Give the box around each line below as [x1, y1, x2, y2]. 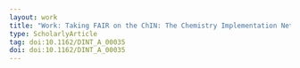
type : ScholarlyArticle [9, 29, 98, 38]
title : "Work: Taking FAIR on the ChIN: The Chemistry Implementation [9, 21, 278, 30]
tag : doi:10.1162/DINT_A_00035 [9, 37, 126, 47]
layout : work [9, 12, 58, 22]
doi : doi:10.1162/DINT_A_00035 [9, 46, 126, 55]
